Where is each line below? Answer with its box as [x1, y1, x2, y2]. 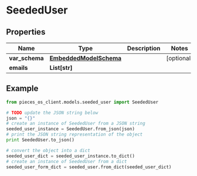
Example [6, 83, 39, 94]
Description [127, 45, 161, 52]
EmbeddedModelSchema [49, 54, 122, 62]
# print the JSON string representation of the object [6, 131, 143, 138]
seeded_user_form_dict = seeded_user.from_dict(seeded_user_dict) [6, 164, 172, 170]
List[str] [49, 64, 73, 72]
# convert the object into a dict [6, 147, 91, 153]
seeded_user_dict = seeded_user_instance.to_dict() [6, 153, 135, 159]
